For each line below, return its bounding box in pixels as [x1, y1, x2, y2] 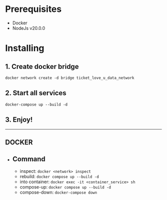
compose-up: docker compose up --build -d [19, 184, 111, 190]
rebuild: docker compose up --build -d [19, 173, 99, 179]
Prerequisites [5, 3, 62, 15]
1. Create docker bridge [5, 62, 79, 70]
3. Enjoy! [5, 116, 33, 124]
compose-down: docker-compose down [19, 189, 97, 195]
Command [12, 155, 46, 163]
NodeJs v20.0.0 [12, 25, 46, 31]
